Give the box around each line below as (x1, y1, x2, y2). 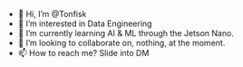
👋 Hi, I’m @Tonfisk (17, 9, 87, 19)
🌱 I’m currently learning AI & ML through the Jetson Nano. (17, 28, 234, 38)
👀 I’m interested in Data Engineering (17, 18, 152, 29)
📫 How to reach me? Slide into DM (17, 48, 150, 58)
